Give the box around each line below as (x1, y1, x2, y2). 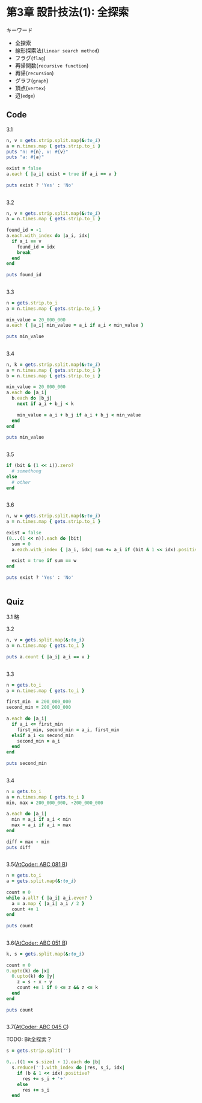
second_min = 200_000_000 (6, 705, 71, 711)
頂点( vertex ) (14, 84, 46, 91)
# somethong (11, 468, 42, 474)
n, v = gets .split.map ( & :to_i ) (6, 637, 85, 643)
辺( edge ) (14, 91, 35, 99)
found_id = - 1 (6, 227, 42, 233)
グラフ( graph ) (14, 76, 49, 84)
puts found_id (6, 272, 42, 278)
